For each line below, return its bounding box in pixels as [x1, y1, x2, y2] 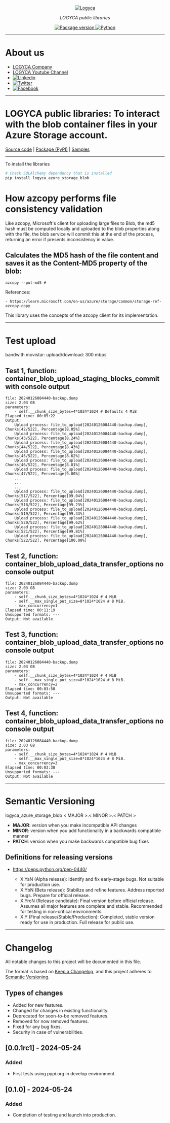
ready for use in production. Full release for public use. [20, 919, 135, 926]
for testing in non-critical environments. [20, 909, 103, 915]
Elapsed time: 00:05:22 [5, 414, 56, 419]
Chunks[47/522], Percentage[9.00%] [5, 471, 80, 477]
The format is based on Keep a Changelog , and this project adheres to [5, 969, 152, 975]
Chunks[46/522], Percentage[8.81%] [5, 463, 80, 468]
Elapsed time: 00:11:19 [5, 607, 56, 613]
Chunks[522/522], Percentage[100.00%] [5, 538, 87, 543]
